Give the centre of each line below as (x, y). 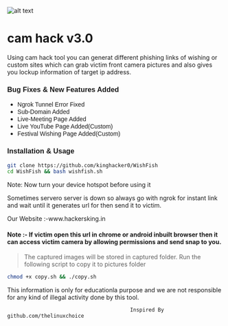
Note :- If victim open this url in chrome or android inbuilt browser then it (113, 235)
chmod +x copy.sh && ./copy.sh (52, 277)
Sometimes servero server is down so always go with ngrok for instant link (113, 198)
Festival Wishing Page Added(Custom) (69, 134)
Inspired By (147, 310)
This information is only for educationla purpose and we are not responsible (114, 290)
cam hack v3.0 (50, 39)
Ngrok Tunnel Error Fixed (51, 105)
